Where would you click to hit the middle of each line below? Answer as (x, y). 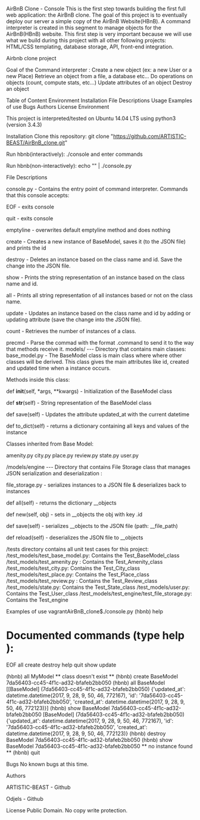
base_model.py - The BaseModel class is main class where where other (94, 355)
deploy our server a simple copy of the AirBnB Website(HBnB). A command (99, 21)
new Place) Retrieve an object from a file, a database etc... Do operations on (100, 76)
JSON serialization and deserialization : (54, 473)
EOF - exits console (30, 207)
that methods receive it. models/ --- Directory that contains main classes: (96, 349)
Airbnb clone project (31, 58)
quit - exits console (30, 218)
